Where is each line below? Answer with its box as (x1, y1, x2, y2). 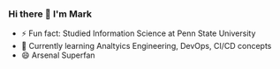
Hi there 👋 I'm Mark (8, 8, 93, 20)
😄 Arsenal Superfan (20, 50, 95, 60)
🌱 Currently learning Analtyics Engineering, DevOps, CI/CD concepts (20, 41, 272, 52)
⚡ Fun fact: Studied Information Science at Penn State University (20, 28, 256, 38)
